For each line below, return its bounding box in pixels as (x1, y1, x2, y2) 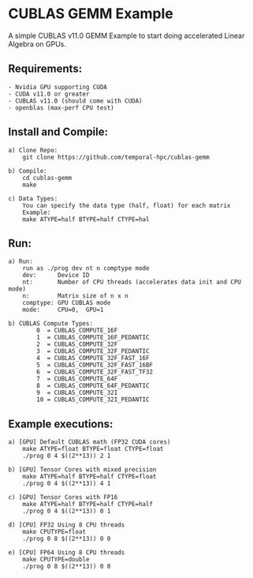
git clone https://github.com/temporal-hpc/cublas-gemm (22, 153, 210, 161)
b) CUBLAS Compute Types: (8, 320, 93, 328)
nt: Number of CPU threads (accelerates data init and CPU (22, 278, 242, 287)
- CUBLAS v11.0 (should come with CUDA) (8, 96, 143, 105)
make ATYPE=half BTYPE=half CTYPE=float (22, 473, 157, 481)
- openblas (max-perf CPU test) (8, 103, 114, 111)
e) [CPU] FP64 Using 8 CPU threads (8, 549, 125, 557)
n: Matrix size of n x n (22, 292, 128, 300)
